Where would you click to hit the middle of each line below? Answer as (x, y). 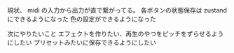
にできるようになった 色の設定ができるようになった (82, 19)
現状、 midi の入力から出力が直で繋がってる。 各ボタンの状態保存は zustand (117, 10)
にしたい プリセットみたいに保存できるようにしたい (82, 43)
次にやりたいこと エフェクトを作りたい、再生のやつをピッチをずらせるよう (116, 34)
